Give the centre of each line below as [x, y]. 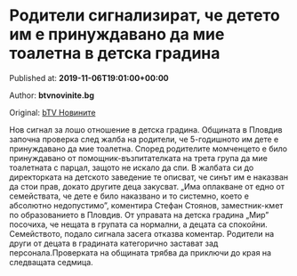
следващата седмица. [51, 262]
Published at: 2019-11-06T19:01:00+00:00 [89, 77]
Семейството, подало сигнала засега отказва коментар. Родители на [142, 233]
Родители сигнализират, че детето [144, 16]
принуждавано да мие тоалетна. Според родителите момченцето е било [148, 149]
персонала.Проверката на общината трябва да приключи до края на [140, 252]
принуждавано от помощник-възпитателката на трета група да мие [139, 158]
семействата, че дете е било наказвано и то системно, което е [129, 196]
